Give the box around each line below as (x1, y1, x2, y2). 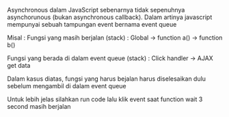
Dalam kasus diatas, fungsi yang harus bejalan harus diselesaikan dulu (7, 75, 206, 83)
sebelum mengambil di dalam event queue (7, 82, 126, 90)
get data (7, 62, 31, 69)
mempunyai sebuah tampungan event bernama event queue (7, 21, 177, 28)
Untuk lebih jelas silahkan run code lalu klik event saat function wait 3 (7, 95, 203, 103)
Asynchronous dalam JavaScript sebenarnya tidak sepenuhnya (7, 6, 185, 14)
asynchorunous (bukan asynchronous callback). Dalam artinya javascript (7, 13, 213, 21)
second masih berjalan (7, 103, 71, 110)
